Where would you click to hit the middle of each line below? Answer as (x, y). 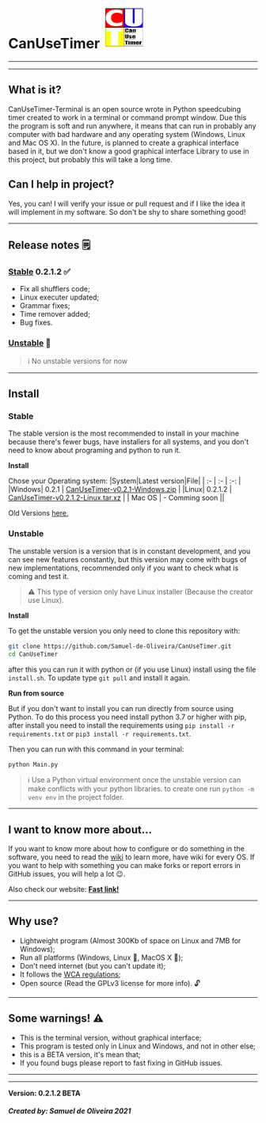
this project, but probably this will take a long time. (90, 159)
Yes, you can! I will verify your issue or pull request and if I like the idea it (127, 204)
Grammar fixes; (45, 306)
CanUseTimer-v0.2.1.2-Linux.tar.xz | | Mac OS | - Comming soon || (116, 498)
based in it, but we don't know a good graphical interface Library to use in (129, 151)
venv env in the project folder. (76, 798)
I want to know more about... (80, 830)
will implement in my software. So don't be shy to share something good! (127, 211)
